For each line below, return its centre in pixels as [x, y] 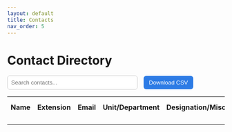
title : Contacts [30, 20]
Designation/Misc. [197, 107]
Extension [54, 107]
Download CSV [168, 83]
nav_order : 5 [26, 26]
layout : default [30, 13]
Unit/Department [131, 107]
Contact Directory [60, 60]
